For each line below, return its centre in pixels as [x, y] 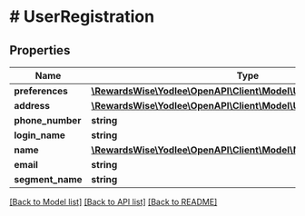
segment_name [49, 179]
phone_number [48, 120]
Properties [40, 50]
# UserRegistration [82, 17]
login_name [40, 135]
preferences [41, 91]
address [32, 106]
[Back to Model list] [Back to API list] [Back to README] [113, 202]
